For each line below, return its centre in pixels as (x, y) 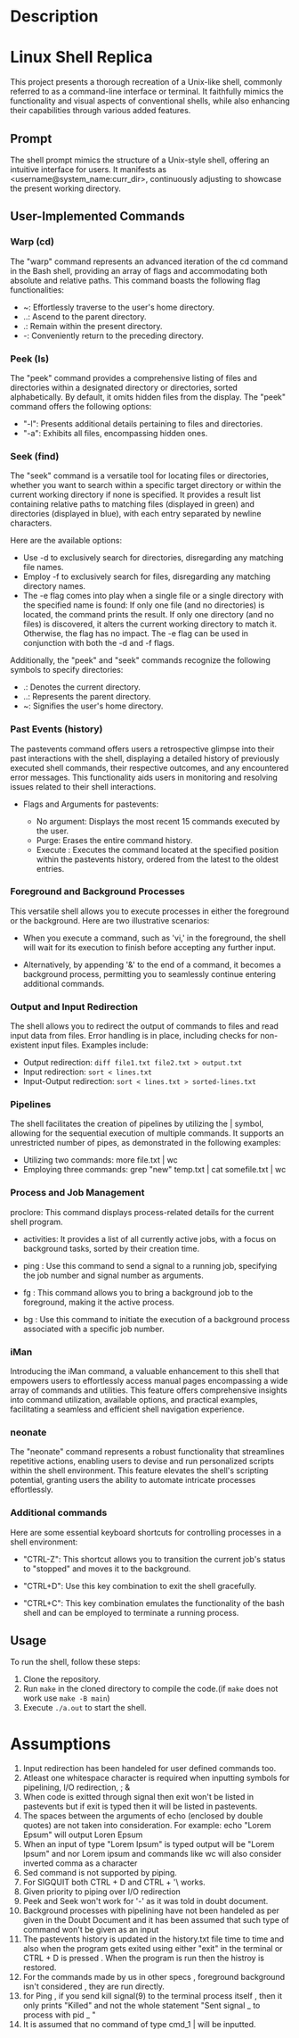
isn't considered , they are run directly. (94, 1986)
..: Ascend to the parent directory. (85, 316)
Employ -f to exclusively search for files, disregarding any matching (146, 576)
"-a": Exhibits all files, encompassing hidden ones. (115, 433)
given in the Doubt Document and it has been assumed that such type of (156, 1920)
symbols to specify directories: (67, 670)
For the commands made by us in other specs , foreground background (154, 1977)
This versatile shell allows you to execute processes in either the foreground (150, 911)
